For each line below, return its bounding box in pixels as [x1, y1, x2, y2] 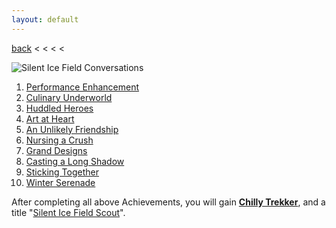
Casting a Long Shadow [25, 155, 125, 167]
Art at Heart [25, 112, 75, 125]
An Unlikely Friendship [25, 123, 119, 135]
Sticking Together [25, 166, 99, 178]
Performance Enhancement [25, 81, 139, 93]
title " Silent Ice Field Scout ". [11, 206, 126, 218]
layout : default [11, 14, 79, 25]
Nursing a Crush [25, 134, 94, 146]
